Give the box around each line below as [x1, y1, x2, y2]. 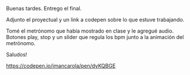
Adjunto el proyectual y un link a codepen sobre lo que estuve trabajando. [6, 16, 185, 23]
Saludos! [6, 51, 28, 58]
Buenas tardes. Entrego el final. [6, 5, 82, 12]
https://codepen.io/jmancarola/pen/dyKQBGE [6, 62, 116, 69]
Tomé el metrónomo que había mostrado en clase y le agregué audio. [6, 27, 174, 34]
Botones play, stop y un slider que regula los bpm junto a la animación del [6, 34, 184, 40]
